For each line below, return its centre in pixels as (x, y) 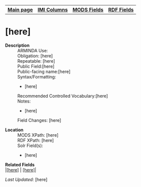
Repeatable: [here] (36, 61)
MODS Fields (88, 10)
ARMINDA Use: (33, 50)
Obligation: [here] (35, 56)
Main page (20, 10)
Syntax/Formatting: (37, 76)
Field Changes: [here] (39, 120)
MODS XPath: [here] (38, 135)
